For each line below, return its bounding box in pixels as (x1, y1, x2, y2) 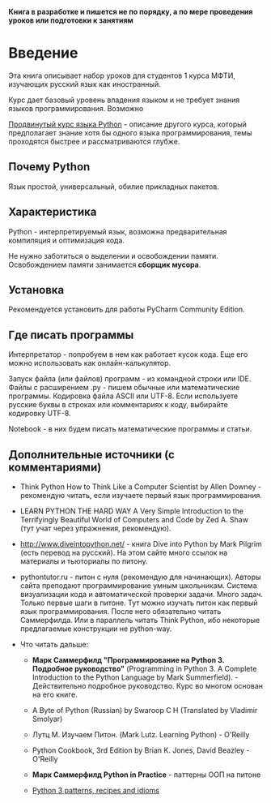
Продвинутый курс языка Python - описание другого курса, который (8, 119, 247, 129)
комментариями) (8, 460, 102, 474)
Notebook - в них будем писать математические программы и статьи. (8, 424, 252, 434)
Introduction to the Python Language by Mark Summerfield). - (32, 672, 239, 682)
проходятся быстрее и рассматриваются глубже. (8, 136, 180, 146)
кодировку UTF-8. (8, 409, 71, 419)
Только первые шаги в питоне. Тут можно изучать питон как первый (19, 598, 258, 608)
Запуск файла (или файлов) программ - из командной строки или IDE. (8, 374, 252, 384)
